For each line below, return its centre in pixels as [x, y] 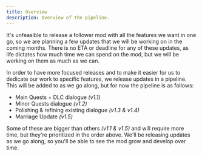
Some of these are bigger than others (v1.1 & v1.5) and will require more [95, 128]
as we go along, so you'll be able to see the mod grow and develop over [96, 141]
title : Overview [27, 12]
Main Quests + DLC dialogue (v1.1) [58, 97]
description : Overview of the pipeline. [58, 18]
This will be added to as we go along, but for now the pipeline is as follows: [100, 85]
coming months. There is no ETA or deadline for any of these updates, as [98, 48]
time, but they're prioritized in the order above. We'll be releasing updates [98, 135]
